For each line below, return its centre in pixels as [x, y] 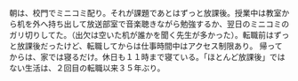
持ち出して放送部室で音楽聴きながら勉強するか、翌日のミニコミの [169, 24]
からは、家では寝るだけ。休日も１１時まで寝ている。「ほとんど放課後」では [147, 57]
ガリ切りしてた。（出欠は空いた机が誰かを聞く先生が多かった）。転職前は [141, 35]
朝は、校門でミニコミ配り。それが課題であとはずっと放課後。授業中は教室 [145, 13]
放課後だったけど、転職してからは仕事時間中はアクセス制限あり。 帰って [149, 46]
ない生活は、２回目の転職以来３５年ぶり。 [87, 68]
